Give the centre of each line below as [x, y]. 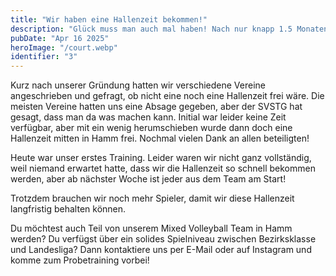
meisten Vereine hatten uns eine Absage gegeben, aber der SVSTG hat [156, 107]
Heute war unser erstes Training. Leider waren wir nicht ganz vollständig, [161, 158]
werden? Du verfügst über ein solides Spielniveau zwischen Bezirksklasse [163, 239]
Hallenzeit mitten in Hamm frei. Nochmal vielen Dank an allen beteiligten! [160, 138]
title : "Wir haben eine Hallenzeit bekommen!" [109, 19]
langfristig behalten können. [68, 209]
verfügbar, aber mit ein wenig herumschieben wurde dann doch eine [151, 128]
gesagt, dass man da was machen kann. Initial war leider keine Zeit [148, 117]
